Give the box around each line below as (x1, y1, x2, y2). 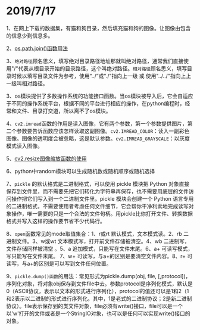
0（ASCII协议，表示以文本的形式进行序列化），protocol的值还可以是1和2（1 (6, 287, 189, 294)
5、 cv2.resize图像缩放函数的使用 (6, 155, 87, 162)
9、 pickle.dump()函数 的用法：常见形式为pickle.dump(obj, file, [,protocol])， (6, 272, 191, 279)
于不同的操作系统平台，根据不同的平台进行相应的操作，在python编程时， (6, 99, 185, 107)
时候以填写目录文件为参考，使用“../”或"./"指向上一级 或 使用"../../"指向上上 (11, 72, 192, 79)
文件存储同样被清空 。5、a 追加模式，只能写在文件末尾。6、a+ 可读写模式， (6, 245, 193, 252)
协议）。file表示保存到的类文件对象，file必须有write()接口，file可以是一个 (6, 302, 183, 309)
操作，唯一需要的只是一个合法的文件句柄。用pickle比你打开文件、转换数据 (11, 210, 193, 217)
